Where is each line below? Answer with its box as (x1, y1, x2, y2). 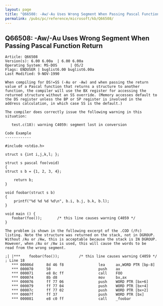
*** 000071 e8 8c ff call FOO (11, 271, 123, 276)
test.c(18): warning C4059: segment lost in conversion (11, 122, 127, 128)
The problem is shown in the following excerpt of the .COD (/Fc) (5, 228, 142, 233)
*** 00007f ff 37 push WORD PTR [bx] (11, 292, 145, 297)
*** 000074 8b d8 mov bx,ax (11, 275, 127, 280)
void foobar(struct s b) (5, 190, 55, 195)
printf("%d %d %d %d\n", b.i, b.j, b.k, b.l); (14, 199, 110, 204)
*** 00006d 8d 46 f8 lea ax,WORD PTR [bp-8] (11, 262, 155, 267)
